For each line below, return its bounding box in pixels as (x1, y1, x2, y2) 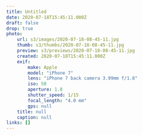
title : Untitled (6, 8, 47, 15)
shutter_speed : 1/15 (28, 92, 79, 98)
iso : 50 (28, 81, 47, 87)
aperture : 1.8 (28, 87, 63, 93)
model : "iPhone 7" (28, 70, 74, 76)
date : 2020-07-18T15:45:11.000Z (6, 14, 87, 20)
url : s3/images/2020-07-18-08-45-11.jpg (17, 36, 119, 42)
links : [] (6, 120, 31, 126)
